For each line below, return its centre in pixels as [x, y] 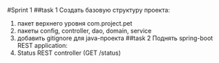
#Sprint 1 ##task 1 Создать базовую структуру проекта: [89, 10]
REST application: [42, 45]
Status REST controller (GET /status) [69, 53]
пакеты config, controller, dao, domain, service [84, 31]
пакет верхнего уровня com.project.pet [75, 23]
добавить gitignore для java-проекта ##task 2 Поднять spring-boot [115, 38]
